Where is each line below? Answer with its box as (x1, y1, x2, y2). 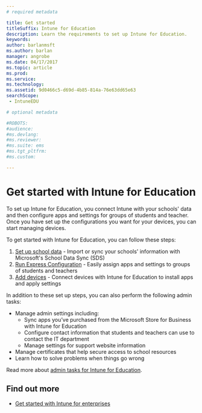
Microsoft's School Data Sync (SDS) (14, 254, 105, 261)
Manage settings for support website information (24, 342, 146, 349)
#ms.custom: (6, 154, 36, 160)
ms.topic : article (6, 65, 52, 71)
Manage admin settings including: (14, 309, 99, 317)
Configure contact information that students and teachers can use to (24, 328, 195, 336)
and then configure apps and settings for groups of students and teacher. (6, 211, 189, 219)
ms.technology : (6, 82, 45, 88)
